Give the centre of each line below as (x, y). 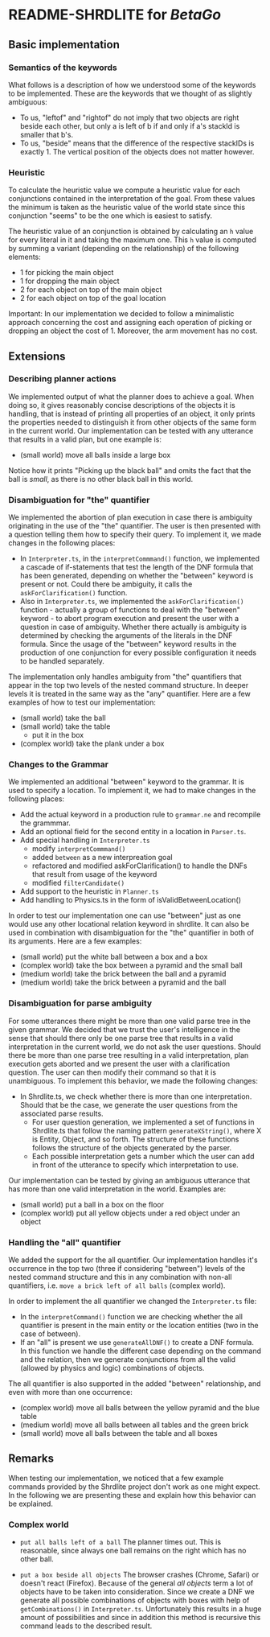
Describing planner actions (62, 379)
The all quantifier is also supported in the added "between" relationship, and (135, 1384)
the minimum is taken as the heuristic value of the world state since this (127, 208)
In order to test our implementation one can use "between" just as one (125, 915)
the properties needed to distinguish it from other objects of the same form (133, 422)
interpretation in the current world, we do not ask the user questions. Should (135, 1047)
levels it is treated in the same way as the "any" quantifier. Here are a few (129, 694)
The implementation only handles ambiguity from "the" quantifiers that (125, 677)
